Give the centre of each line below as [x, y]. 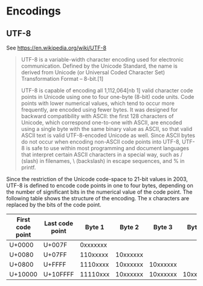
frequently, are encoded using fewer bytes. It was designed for [99, 110]
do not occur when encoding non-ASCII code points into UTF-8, [101, 142]
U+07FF [55, 255]
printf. [28, 167]
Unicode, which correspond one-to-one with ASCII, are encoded [101, 122]
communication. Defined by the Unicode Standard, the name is [99, 66]
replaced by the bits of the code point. [54, 205]
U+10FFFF [59, 274]
